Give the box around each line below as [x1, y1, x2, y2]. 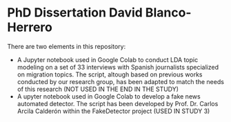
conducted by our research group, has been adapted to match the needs [17, 77, 224, 85]
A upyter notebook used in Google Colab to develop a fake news [17, 92, 201, 101]
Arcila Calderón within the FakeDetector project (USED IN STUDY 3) [17, 107, 210, 115]
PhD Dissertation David [7, 5, 143, 21]
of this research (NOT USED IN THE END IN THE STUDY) [17, 85, 179, 93]
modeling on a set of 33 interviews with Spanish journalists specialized [17, 63, 219, 71]
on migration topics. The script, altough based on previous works [17, 70, 203, 79]
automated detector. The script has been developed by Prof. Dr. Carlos [17, 99, 219, 108]
